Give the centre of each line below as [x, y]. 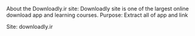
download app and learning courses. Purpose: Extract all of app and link [97, 15]
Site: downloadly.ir [30, 27]
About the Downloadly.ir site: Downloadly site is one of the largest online [98, 9]
